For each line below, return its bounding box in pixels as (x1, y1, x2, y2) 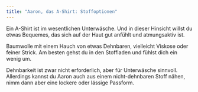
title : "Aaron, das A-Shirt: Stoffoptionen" (6, 8, 118, 15)
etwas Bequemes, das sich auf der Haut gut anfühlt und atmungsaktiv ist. (6, 31, 185, 38)
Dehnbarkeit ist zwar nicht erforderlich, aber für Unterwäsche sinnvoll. (6, 66, 178, 74)
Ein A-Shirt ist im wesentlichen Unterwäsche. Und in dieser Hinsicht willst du (6, 25, 193, 32)
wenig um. (6, 55, 32, 62)
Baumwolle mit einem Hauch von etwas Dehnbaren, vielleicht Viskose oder (6, 42, 189, 50)
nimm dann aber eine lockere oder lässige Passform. (6, 79, 135, 86)
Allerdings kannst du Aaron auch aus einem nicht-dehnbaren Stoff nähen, (6, 73, 186, 80)
